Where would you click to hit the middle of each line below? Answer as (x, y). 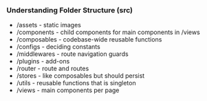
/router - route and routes (53, 69)
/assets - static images (49, 25)
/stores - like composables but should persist (80, 76)
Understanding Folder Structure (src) (70, 10)
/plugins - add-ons (43, 61)
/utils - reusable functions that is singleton (76, 83)
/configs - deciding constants (58, 47)
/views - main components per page (68, 90)
